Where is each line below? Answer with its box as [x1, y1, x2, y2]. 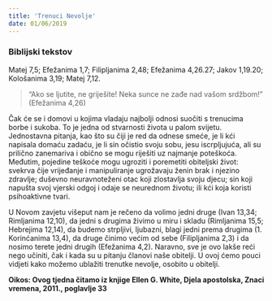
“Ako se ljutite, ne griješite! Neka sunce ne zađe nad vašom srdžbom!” [28, 89, 264, 98]
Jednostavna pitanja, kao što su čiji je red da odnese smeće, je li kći [8, 131, 235, 141]
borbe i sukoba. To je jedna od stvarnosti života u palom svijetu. [8, 122, 222, 132]
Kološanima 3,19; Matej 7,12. [8, 73, 101, 83]
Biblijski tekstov [8, 46, 73, 58]
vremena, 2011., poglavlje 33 [8, 283, 107, 293]
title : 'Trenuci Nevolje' [8, 11, 96, 20]
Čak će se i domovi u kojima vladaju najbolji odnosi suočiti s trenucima [8, 113, 244, 123]
